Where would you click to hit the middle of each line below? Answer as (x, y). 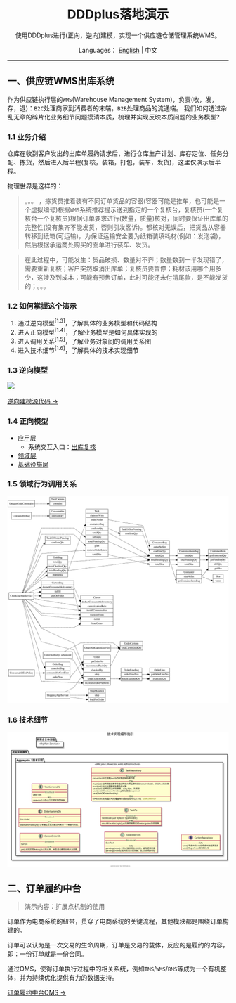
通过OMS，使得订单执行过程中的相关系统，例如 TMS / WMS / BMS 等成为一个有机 (114, 969)
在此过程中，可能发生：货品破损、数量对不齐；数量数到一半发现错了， (126, 260)
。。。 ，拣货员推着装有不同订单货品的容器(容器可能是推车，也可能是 (122, 201)
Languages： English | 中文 (118, 50)
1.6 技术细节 (27, 720)
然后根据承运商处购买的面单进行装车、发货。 (89, 245)
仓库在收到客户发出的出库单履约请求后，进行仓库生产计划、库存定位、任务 (115, 154)
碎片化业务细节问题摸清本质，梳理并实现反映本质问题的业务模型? (125, 117)
